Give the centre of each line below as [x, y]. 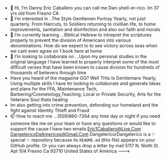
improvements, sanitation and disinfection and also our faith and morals [85, 29]
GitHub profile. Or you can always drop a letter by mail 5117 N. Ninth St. [85, 146]
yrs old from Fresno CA [35, 13]
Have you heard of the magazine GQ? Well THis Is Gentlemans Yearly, [83, 78]
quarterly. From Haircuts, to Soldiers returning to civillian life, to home [83, 24]
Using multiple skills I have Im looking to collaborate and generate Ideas [85, 83]
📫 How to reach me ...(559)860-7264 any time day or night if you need [85, 116]
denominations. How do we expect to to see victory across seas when [84, 45]
